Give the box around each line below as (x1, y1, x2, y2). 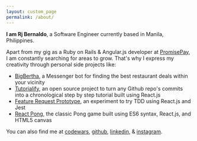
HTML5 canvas (14, 116, 52, 123)
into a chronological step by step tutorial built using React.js (14, 91, 161, 98)
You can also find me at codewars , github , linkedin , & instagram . (6, 128, 163, 135)
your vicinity (14, 78, 46, 86)
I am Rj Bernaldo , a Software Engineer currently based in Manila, (6, 30, 164, 37)
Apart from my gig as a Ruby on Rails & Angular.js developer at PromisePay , (6, 48, 190, 55)
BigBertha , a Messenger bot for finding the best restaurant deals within (14, 72, 188, 79)
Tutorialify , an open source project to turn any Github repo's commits (14, 85, 183, 92)
